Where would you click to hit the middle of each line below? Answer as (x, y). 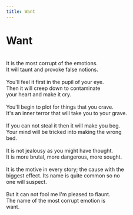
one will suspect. (26, 182)
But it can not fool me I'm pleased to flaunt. (58, 194)
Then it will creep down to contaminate (53, 88)
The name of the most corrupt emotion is (56, 200)
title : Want (21, 11)
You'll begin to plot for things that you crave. (60, 107)
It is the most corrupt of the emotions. (52, 63)
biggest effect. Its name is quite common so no (63, 175)
